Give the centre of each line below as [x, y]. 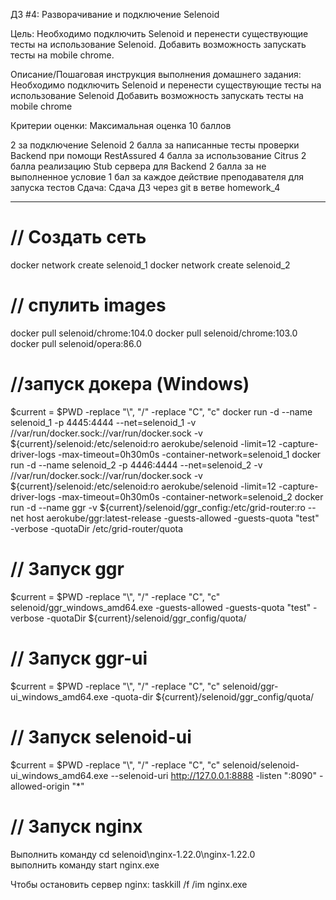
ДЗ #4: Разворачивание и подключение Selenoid [115, 14]
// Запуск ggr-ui [79, 658]
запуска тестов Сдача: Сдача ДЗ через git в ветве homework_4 [145, 187]
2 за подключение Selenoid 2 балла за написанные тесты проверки [155, 145]
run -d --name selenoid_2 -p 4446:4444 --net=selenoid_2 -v [136, 465]
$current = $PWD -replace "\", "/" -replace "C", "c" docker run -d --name [161, 411]
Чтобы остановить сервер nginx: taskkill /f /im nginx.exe [129, 884]
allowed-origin [40, 786]
